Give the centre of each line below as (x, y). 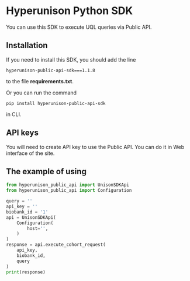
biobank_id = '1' (27, 212)
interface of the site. (30, 153)
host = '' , (38, 228)
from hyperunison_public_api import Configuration (69, 191)
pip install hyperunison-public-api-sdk (56, 103)
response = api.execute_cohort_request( (56, 245)
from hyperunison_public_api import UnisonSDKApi (68, 185)
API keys (23, 133)
